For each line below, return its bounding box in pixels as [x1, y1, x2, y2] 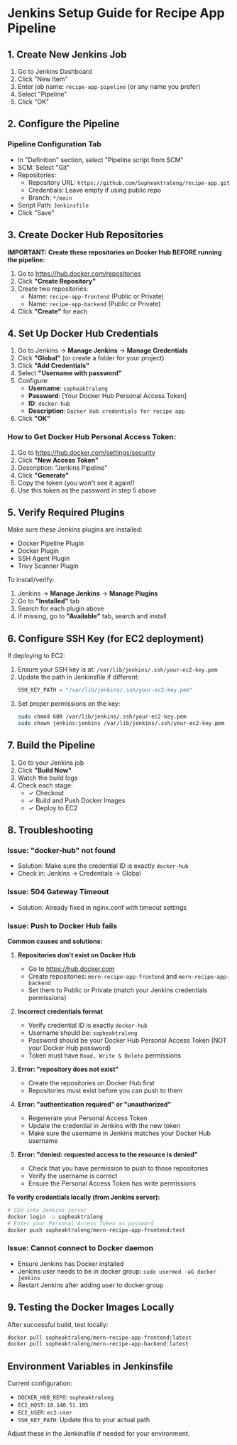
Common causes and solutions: [7, 937, 103, 945]
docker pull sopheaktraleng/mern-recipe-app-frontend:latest [7, 1334, 192, 1341]
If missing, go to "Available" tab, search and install [17, 612, 167, 621]
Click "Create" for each [17, 307, 88, 316]
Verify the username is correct [28, 1171, 118, 1180]
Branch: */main [28, 193, 72, 202]
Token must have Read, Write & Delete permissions [28, 1051, 181, 1060]
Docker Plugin [17, 547, 59, 555]
